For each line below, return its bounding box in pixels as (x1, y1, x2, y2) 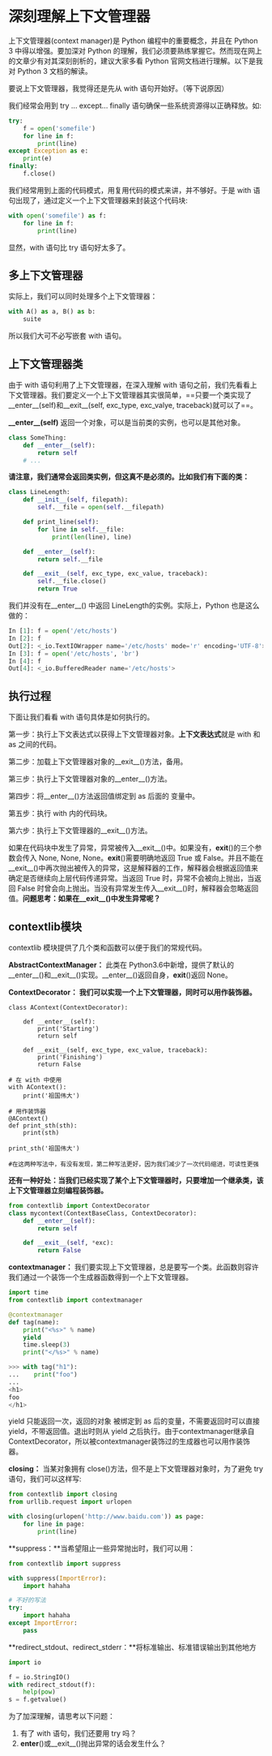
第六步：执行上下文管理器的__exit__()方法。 (8, 826, 152, 835)
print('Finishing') (37, 1053, 104, 1061)
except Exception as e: (8, 147, 89, 155)
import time (8, 1289, 49, 1297)
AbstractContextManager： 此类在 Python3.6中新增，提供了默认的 (8, 960, 235, 969)
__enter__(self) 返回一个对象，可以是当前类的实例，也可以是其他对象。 (8, 417, 245, 427)
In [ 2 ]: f (8, 634, 42, 642)
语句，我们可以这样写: (8, 1474, 83, 1484)
